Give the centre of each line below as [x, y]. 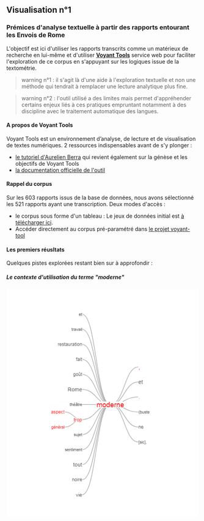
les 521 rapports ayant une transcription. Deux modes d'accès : [86, 204]
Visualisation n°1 [39, 10]
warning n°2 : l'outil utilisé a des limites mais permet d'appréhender [106, 98]
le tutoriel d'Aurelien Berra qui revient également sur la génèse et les [101, 157]
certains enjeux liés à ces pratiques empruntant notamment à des [104, 105]
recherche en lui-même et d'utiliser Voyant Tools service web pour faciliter [101, 55]
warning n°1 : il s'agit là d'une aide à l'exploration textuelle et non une [108, 79]
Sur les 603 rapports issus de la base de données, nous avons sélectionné [100, 198]
